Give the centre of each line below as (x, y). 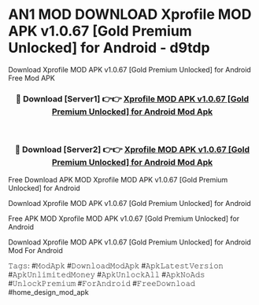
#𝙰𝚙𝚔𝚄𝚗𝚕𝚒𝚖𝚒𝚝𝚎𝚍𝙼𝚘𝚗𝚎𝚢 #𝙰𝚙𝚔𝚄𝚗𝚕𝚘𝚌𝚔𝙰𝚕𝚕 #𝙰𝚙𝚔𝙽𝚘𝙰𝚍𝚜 (107, 274)
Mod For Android (35, 250)
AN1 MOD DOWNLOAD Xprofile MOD (130, 15)
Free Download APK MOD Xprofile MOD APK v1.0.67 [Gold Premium (118, 179)
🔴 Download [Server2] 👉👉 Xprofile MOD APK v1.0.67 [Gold (132, 149)
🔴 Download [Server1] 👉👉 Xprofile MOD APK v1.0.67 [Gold (132, 98)
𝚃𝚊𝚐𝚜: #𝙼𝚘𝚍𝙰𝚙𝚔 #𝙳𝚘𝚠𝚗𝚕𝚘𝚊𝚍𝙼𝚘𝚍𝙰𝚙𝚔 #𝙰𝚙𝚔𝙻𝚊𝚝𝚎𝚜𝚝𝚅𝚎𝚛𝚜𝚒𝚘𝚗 (116, 266)
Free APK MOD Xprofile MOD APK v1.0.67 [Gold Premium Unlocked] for (124, 219)
